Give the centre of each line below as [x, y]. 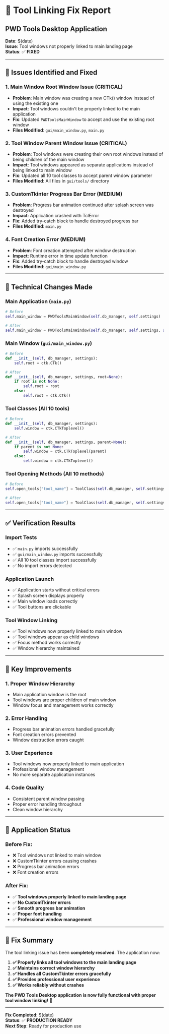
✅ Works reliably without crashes [48, 985]
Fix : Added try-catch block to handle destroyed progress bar [75, 221]
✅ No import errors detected [42, 565]
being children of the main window [48, 159]
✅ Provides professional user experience [56, 979]
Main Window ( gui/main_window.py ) [49, 343]
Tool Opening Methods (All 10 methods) [55, 474]
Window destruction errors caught [48, 740]
